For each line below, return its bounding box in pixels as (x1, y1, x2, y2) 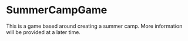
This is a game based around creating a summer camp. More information (6, 23, 183, 29)
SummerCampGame (6, 3, 108, 17)
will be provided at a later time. (6, 28, 81, 35)
